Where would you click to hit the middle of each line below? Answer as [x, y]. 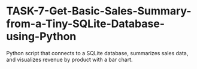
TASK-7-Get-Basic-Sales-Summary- [99, 11]
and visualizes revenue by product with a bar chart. [69, 59]
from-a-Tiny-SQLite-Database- [85, 24]
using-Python [41, 37]
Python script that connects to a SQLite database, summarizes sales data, [97, 53]
